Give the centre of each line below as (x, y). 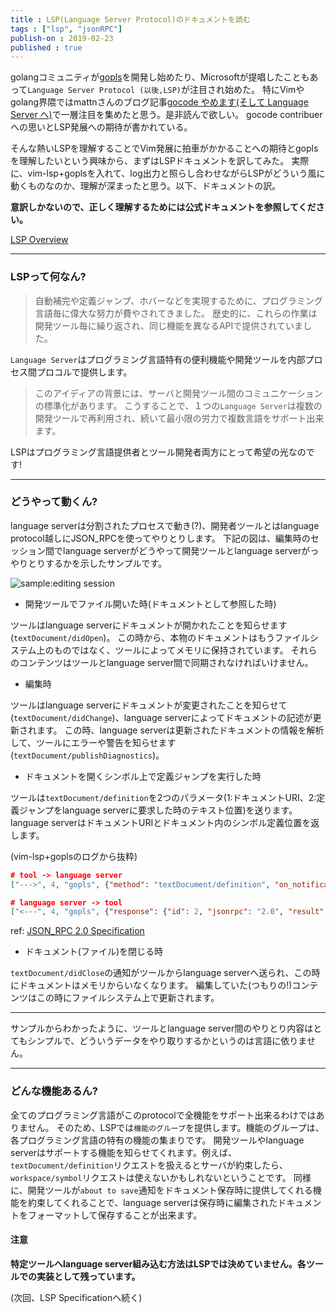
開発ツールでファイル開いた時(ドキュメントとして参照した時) (150, 603)
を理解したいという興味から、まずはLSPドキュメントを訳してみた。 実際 (160, 161)
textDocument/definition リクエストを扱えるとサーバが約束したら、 (149, 1165)
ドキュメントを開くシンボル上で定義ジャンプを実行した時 (143, 776)
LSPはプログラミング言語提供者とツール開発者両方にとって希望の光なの (158, 452)
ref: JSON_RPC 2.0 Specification (77, 931)
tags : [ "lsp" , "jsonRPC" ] (66, 29)
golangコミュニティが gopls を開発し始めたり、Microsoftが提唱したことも (160, 77)
